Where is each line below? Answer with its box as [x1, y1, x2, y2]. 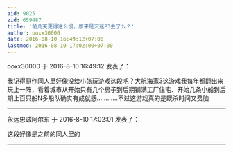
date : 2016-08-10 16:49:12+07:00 [7, 36, 104, 43]
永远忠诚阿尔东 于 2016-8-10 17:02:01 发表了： [7, 115, 140, 123]
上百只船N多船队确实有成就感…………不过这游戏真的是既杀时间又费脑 [12, 94, 209, 102]
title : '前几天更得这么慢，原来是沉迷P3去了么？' [7, 23, 135, 30]
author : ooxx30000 [7, 29, 60, 37]
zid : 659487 [7, 17, 42, 23]
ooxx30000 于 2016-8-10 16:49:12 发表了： [7, 62, 130, 70]
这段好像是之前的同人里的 [7, 130, 80, 138]
